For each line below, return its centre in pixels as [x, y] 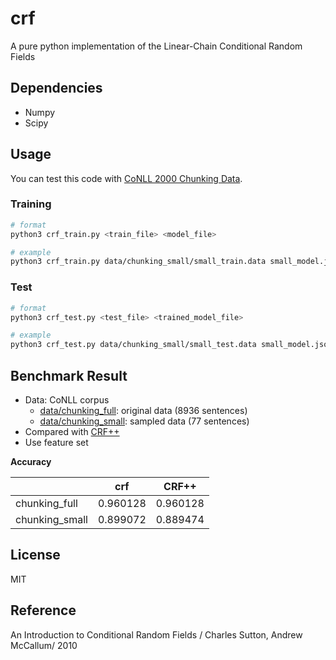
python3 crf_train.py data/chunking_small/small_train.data [138, 262]
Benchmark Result [69, 375]
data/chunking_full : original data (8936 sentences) [143, 410]
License [35, 555]
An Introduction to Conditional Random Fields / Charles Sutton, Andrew [156, 634]
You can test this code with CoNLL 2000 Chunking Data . [126, 178]
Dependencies [56, 88]
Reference [43, 610]
